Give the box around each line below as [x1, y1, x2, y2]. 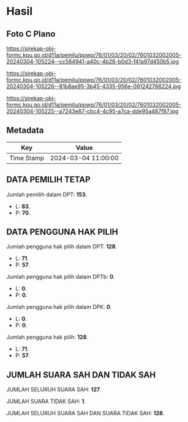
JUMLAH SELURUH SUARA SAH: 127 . [6, 386, 102, 393]
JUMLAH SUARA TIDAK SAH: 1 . [6, 398, 86, 405]
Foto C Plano [6, 29, 56, 39]
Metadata [6, 125, 44, 136]
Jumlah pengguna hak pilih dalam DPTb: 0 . [6, 273, 115, 281]
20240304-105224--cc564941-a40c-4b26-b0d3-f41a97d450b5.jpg [6, 58, 179, 65]
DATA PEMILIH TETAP [6, 174, 91, 185]
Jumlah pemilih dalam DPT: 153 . [6, 191, 88, 198]
